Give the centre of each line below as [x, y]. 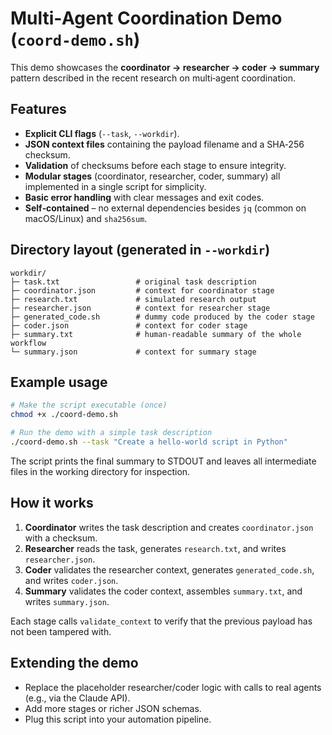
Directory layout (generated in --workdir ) [140, 250]
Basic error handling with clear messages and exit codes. [144, 197]
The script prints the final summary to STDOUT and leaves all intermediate [163, 461]
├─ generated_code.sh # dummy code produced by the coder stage [162, 317]
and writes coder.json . [71, 580]
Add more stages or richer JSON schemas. [113, 708]
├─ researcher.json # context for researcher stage [140, 308]
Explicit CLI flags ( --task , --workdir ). [102, 133]
